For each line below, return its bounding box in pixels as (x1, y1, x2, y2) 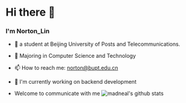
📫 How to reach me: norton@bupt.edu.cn (14, 64, 118, 72)
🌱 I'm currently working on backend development (14, 78, 137, 86)
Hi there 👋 (5, 5, 55, 19)
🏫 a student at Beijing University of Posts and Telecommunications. (14, 40, 181, 48)
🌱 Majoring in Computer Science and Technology (14, 52, 136, 60)
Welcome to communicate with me (14, 90, 100, 97)
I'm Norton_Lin (5, 27, 50, 36)
